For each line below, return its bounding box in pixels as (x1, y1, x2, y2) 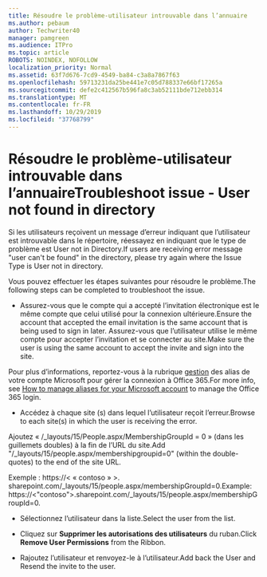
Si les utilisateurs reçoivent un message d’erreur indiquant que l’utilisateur (8, 227, 251, 236)
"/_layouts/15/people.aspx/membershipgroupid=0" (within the (8, 449, 211, 458)
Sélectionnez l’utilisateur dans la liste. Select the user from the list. (19, 513, 236, 523)
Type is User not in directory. (8, 261, 104, 271)
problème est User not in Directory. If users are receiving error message (8, 244, 243, 254)
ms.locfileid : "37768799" (8, 116, 94, 124)
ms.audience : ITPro (8, 41, 73, 49)
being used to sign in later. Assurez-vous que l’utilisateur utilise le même (19, 326, 257, 335)
